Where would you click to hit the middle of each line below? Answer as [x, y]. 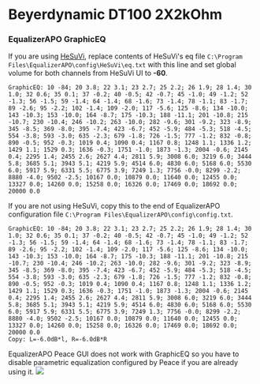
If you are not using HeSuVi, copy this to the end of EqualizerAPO [114, 206]
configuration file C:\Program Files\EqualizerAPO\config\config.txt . [121, 214]
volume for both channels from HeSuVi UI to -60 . [88, 73]
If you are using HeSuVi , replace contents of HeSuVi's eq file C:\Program [125, 56]
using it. [21, 372]
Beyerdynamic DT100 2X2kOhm [115, 15]
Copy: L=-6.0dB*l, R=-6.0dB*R [58, 340]
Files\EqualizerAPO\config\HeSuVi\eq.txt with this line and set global [122, 65]
